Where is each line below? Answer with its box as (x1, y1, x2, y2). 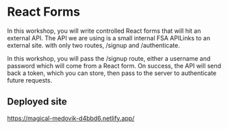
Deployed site (7, 96, 67, 108)
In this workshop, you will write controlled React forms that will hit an (7, 27, 201, 35)
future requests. (7, 76, 53, 84)
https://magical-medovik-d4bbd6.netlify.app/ (7, 114, 135, 122)
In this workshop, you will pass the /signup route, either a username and (7, 54, 211, 62)
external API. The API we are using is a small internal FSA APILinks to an (7, 33, 211, 42)
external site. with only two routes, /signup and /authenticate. (7, 41, 180, 49)
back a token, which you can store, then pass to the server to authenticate (7, 69, 217, 77)
